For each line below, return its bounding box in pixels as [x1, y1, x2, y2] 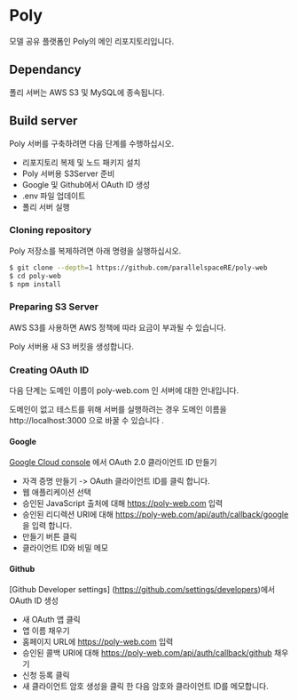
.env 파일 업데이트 [21, 190, 86, 201]
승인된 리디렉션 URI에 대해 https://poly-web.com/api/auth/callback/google [21, 509, 289, 520]
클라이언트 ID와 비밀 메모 [21, 543, 109, 553]
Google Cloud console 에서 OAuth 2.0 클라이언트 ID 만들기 [9, 457, 217, 468]
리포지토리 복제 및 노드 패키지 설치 [21, 157, 141, 167]
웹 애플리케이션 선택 [21, 487, 91, 498]
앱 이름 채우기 [21, 625, 70, 636]
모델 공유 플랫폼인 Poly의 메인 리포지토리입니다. [9, 36, 175, 46]
